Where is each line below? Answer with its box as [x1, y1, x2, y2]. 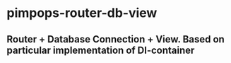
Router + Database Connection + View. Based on [6, 33, 225, 45]
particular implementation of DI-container [6, 44, 195, 56]
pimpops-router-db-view [6, 5, 158, 21]
